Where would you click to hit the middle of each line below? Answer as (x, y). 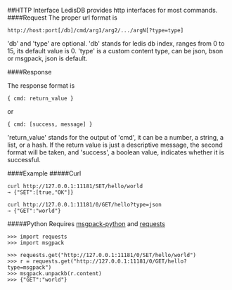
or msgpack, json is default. (47, 58)
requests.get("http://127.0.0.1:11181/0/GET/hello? (110, 261)
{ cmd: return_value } (40, 98)
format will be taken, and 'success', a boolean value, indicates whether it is (116, 152)
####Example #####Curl (44, 173)
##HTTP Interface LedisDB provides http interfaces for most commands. (112, 10)
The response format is (41, 86)
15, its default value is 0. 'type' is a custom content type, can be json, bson (115, 51)
